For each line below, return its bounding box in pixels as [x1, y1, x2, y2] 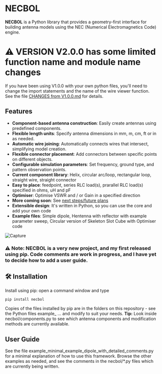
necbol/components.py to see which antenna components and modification [5, 316, 156, 322]
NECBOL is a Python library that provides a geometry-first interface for [5, 19, 147, 25]
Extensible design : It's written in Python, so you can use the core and [12, 202, 152, 209]
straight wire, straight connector [12, 177, 77, 182]
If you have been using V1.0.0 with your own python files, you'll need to [5, 83, 147, 89]
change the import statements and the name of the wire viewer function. [5, 88, 150, 94]
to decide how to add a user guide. [5, 257, 88, 263]
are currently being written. [5, 363, 60, 369]
